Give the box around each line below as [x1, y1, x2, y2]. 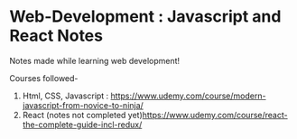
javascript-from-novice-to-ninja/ [22, 99, 144, 110]
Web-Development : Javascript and [9, 6, 282, 27]
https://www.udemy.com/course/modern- [110, 90, 266, 101]
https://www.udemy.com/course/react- [142, 109, 288, 120]
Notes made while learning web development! [9, 55, 181, 66]
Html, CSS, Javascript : [22, 90, 109, 101]
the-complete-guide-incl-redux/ [22, 119, 143, 130]
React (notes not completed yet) [22, 109, 143, 120]
